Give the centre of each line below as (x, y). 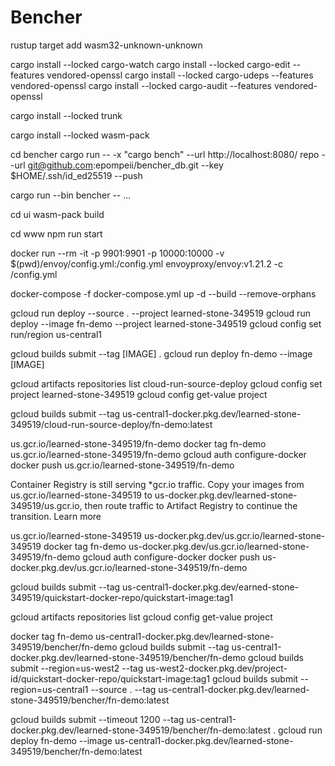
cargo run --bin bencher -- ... (71, 195)
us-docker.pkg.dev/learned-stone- (226, 495)
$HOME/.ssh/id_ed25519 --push (76, 175)
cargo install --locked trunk (66, 115)
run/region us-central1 (56, 334)
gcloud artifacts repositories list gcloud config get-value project (141, 617)
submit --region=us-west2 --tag (77, 668)
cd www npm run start (56, 233)
